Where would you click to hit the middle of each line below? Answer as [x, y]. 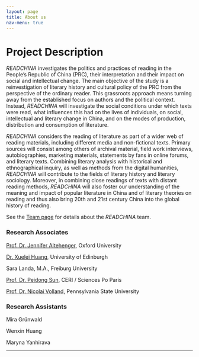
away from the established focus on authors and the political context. [91, 100]
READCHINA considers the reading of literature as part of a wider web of [95, 136]
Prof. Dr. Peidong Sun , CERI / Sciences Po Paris [64, 279]
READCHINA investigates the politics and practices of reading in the [89, 68]
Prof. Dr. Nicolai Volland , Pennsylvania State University [73, 291]
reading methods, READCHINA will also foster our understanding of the [93, 186]
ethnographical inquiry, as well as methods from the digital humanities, [92, 168]
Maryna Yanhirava [28, 342]
